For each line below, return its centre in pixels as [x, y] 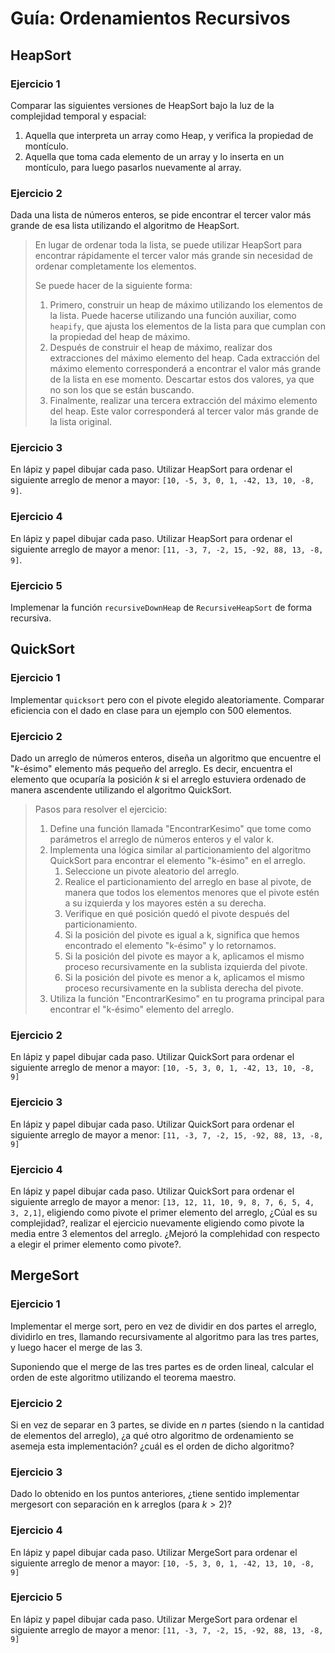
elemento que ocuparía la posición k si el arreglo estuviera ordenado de [158, 779]
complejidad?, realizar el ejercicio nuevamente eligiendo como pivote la [157, 1223]
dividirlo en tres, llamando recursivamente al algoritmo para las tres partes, [165, 1336]
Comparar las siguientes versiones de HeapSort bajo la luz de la [142, 105]
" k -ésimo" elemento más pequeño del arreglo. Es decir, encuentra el [151, 769]
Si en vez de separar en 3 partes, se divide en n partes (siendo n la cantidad [167, 1424]
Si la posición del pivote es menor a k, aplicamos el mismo [184, 978]
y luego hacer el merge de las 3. [76, 1347]
